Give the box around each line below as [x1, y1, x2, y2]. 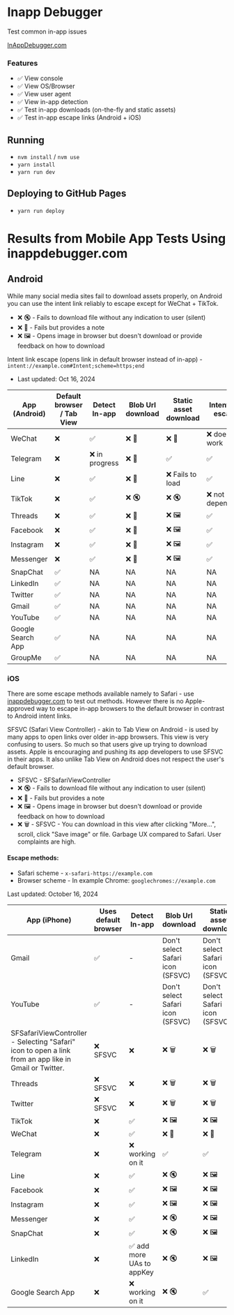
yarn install [17, 161, 56, 168]
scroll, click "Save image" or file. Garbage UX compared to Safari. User [17, 830, 221, 839]
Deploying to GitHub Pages [7, 188, 127, 200]
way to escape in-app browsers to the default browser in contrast [36, 705, 225, 713]
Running [7, 134, 45, 146]
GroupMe [10, 652, 42, 662]
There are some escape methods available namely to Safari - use [7, 689, 194, 698]
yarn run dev [17, 169, 56, 176]
